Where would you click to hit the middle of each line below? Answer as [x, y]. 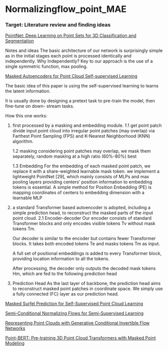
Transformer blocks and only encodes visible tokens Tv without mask [84, 224]
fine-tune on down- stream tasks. [40, 106]
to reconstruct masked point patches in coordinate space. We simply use [88, 289]
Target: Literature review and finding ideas [58, 25]
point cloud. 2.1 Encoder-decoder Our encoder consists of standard [82, 218]
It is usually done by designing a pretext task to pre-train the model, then [80, 101]
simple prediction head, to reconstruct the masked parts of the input [83, 213]
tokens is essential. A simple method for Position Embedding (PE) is [82, 187]
